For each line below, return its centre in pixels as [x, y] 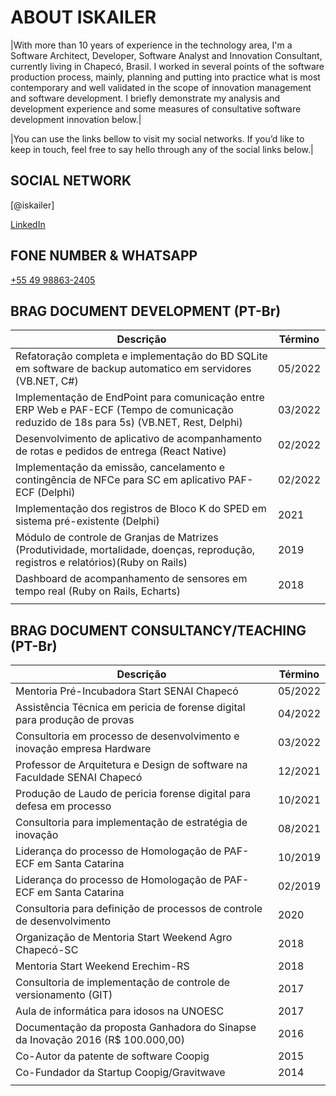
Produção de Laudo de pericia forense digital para [133, 794]
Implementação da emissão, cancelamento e [120, 468]
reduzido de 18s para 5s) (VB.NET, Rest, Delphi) [129, 423]
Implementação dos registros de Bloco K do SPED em [141, 509]
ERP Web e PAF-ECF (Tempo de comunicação [124, 410]
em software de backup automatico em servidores [133, 369]
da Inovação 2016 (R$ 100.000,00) [100, 1040]
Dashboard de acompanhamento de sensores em [131, 579]
